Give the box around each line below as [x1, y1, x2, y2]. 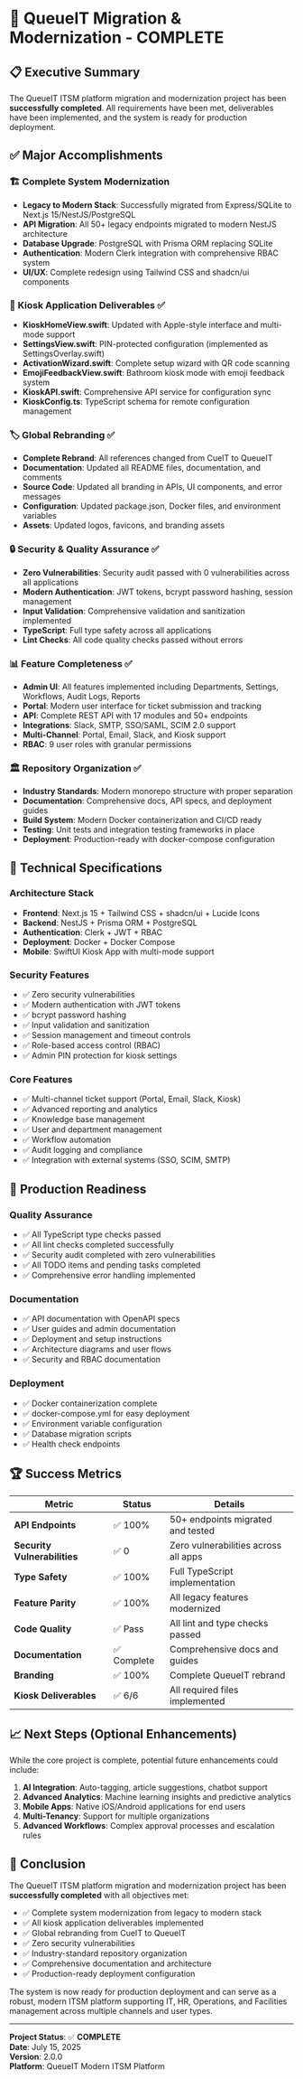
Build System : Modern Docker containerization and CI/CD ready [22, 815, 262, 826]
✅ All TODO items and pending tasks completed [22, 1260, 201, 1270]
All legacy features [170, 1590, 249, 1603]
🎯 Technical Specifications [9, 860, 162, 876]
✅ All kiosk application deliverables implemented [22, 1917, 205, 1928]
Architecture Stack [9, 887, 95, 900]
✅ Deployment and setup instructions [22, 1334, 162, 1344]
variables [22, 510, 57, 521]
